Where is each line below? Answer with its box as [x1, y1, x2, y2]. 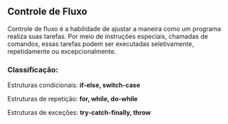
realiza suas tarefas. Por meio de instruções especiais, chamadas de [7, 32, 208, 40]
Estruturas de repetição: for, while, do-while [7, 95, 139, 103]
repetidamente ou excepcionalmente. [7, 47, 116, 55]
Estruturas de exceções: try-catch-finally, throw [7, 108, 151, 117]
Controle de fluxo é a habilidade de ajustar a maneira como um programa [7, 24, 222, 33]
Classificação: [7, 64, 58, 74]
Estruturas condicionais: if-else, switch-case [7, 81, 141, 89]
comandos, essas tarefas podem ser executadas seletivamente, [7, 39, 194, 48]
